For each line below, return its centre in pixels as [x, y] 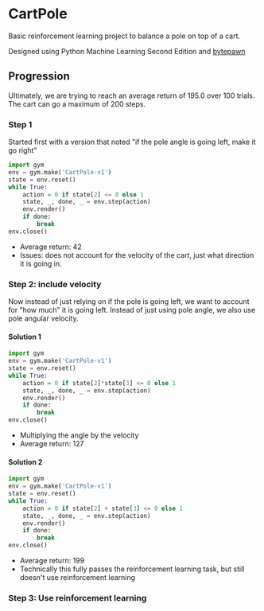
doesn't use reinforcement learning [78, 577]
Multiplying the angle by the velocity [79, 435]
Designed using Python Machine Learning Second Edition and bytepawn [127, 51]
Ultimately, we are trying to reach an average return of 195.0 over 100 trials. [132, 95]
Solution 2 [25, 461]
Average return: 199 [52, 560]
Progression [39, 76]
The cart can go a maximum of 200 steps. [77, 103]
